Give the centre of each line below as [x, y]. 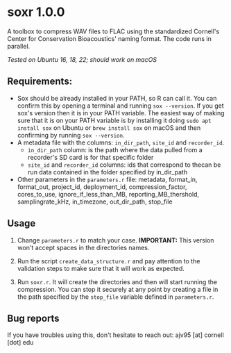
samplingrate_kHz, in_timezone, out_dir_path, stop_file [95, 202]
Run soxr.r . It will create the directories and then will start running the [117, 281]
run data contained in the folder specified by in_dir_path [108, 172]
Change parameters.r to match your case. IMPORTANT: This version [115, 240]
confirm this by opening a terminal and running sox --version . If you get [120, 106]
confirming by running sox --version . [71, 135]
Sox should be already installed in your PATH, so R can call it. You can [117, 98]
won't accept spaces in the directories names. [83, 247]
